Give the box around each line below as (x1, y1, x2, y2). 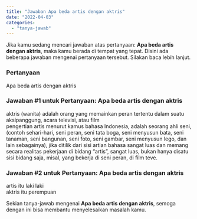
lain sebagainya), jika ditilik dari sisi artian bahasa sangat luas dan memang (6, 141, 189, 148)
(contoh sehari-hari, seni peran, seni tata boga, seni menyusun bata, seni (6, 129, 184, 136)
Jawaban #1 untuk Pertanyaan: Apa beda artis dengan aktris (6, 97, 183, 105)
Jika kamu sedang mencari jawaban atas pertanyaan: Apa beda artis (6, 41, 174, 48)
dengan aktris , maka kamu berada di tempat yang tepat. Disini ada (6, 48, 169, 55)
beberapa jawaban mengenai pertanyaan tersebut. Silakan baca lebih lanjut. (6, 54, 191, 61)
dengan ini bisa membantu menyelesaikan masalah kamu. (6, 206, 146, 213)
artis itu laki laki (6, 182, 44, 189)
